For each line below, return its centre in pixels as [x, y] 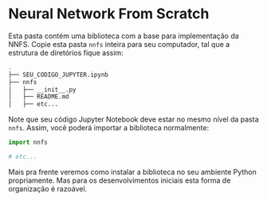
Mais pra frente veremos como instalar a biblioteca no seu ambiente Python [133, 172]
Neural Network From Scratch [109, 14]
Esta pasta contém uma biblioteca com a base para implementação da [124, 36]
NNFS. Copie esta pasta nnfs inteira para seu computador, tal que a [119, 44]
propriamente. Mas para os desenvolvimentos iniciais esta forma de [120, 180]
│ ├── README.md [39, 97]
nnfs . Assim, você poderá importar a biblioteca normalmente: [109, 128]
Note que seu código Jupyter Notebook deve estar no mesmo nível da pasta [133, 119]
